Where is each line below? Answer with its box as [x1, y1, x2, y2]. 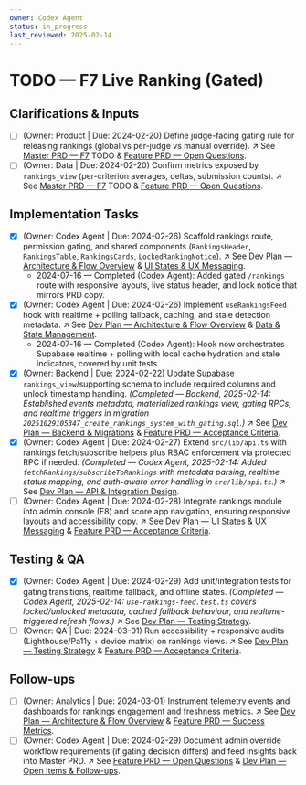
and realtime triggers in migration [22, 408, 150, 419]
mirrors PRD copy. [36, 290, 105, 301]
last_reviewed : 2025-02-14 [9, 30, 112, 39]
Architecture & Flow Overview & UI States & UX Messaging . [22, 260, 247, 271]
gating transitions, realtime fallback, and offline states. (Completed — [22, 586, 284, 597]
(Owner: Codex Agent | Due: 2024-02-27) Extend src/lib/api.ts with [22, 436, 288, 448]
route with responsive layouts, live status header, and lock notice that [36, 280, 298, 291]
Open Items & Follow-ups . [22, 765, 121, 776]
